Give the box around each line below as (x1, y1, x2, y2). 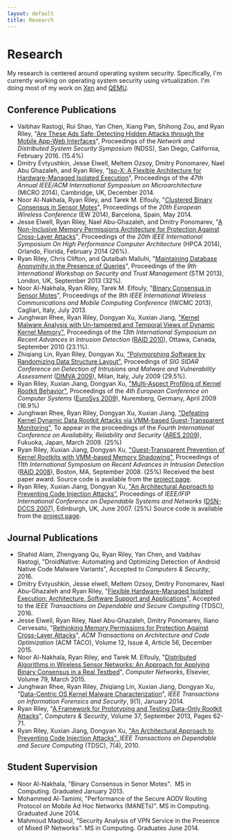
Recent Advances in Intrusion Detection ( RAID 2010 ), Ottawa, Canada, (17, 335, 217, 344)
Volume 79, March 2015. (17, 675, 86, 683)
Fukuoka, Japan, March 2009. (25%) (17, 439, 122, 447)
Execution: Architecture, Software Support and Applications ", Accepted (17, 594, 220, 602)
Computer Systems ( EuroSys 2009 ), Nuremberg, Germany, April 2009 (17, 394, 217, 403)
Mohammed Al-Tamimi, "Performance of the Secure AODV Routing (17, 794, 207, 802)
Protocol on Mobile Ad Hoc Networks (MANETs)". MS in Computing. (17, 802, 211, 810)
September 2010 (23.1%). (17, 343, 90, 351)
